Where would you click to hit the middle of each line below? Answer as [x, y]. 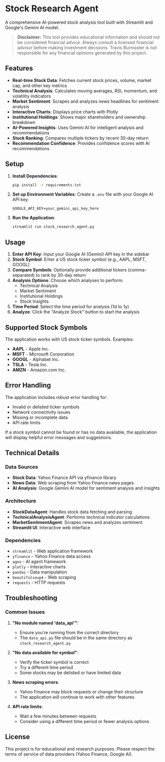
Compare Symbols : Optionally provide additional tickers [69, 270]
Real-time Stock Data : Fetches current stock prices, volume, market [82, 80]
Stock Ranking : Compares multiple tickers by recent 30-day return [80, 138]
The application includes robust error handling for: [56, 397]
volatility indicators [31, 96]
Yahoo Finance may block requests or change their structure [81, 691]
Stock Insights [34, 301]
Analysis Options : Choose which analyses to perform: [68, 281]
